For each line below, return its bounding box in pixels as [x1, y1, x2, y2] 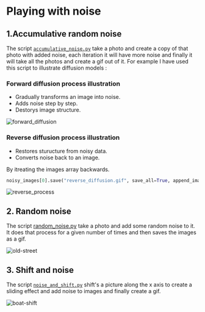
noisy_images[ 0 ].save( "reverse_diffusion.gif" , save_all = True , [6, 177, 171, 184]
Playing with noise [6, 4, 102, 18]
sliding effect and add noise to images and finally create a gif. [6, 288, 161, 295]
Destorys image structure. [15, 106, 81, 114]
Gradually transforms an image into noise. [15, 93, 121, 101]
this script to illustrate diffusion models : [6, 64, 107, 71]
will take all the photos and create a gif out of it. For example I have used [6, 58, 189, 65]
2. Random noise [6, 206, 71, 216]
